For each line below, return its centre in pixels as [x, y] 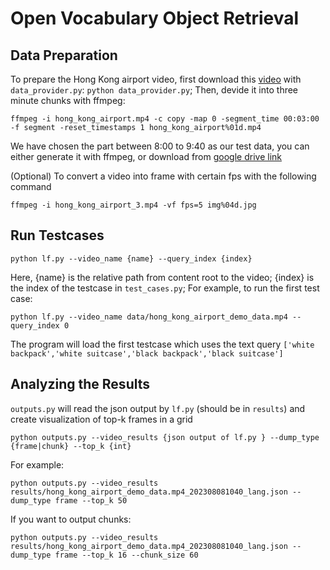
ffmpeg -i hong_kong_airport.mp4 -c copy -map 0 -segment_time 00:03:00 [165, 119]
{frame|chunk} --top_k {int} [71, 446]
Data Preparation [64, 55]
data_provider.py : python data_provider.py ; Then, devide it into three [154, 90]
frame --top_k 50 [91, 500]
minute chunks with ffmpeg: [68, 100]
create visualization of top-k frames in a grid [101, 419]
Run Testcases [57, 235]
